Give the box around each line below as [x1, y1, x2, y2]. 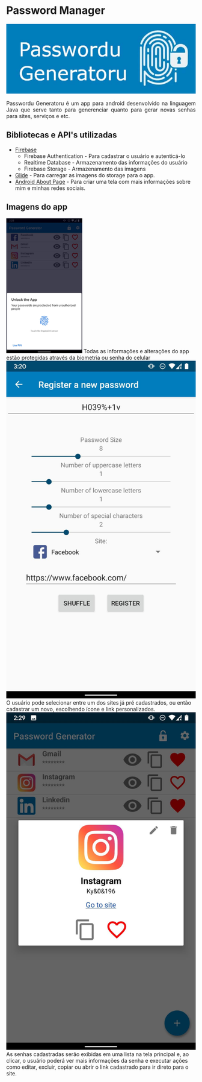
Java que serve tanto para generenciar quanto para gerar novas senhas [6, 106, 196, 113]
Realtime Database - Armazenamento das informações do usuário [23, 159, 188, 166]
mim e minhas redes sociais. [14, 184, 86, 192]
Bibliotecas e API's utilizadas [6, 130, 117, 140]
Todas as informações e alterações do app [83, 347, 189, 354]
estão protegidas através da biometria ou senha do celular [6, 354, 151, 361]
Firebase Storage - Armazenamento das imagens [23, 165, 146, 172]
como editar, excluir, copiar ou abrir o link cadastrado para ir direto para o [6, 1063, 189, 1071]
